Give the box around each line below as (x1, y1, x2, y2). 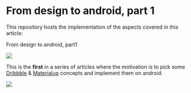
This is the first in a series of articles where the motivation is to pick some (6, 63, 185, 70)
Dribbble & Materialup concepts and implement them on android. (6, 69, 163, 77)
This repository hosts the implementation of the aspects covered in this (6, 23, 179, 30)
